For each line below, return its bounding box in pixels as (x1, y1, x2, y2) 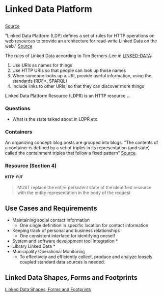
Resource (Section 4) (5, 163, 57, 169)
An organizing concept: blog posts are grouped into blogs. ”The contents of (5, 139, 159, 146)
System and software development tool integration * (12, 238, 118, 244)
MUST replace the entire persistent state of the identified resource (17, 185, 152, 191)
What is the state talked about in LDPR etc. (12, 116, 99, 122)
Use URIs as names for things (12, 62, 73, 68)
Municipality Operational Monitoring (12, 249, 85, 255)
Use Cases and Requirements (5, 204, 97, 212)
